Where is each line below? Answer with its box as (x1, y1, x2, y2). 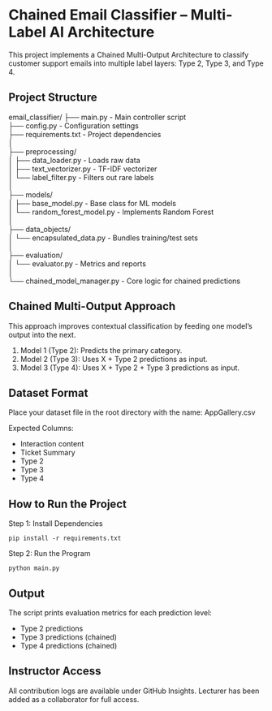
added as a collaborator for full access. (8, 694, 140, 704)
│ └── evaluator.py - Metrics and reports (8, 258, 146, 269)
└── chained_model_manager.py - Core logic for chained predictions (8, 276, 241, 286)
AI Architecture (49, 23, 155, 41)
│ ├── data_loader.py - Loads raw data (8, 155, 140, 165)
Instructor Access (8, 664, 101, 679)
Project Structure (8, 91, 97, 105)
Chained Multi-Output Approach (8, 299, 176, 313)
